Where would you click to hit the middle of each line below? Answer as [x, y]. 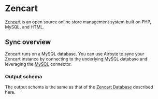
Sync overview [28, 42]
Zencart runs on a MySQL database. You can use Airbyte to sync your [75, 54]
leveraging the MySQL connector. [38, 64]
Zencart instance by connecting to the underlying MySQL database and [76, 59]
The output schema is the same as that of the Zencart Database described [79, 87]
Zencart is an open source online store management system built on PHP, [78, 22]
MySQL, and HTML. [25, 27]
